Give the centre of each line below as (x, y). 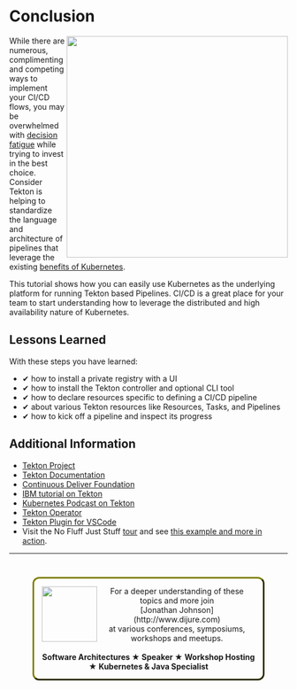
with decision (34, 135)
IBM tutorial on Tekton (62, 493)
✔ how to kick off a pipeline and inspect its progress (117, 416)
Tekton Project (49, 465)
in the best (29, 163)
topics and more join (177, 601)
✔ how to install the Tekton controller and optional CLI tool (128, 388)
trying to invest (37, 153)
